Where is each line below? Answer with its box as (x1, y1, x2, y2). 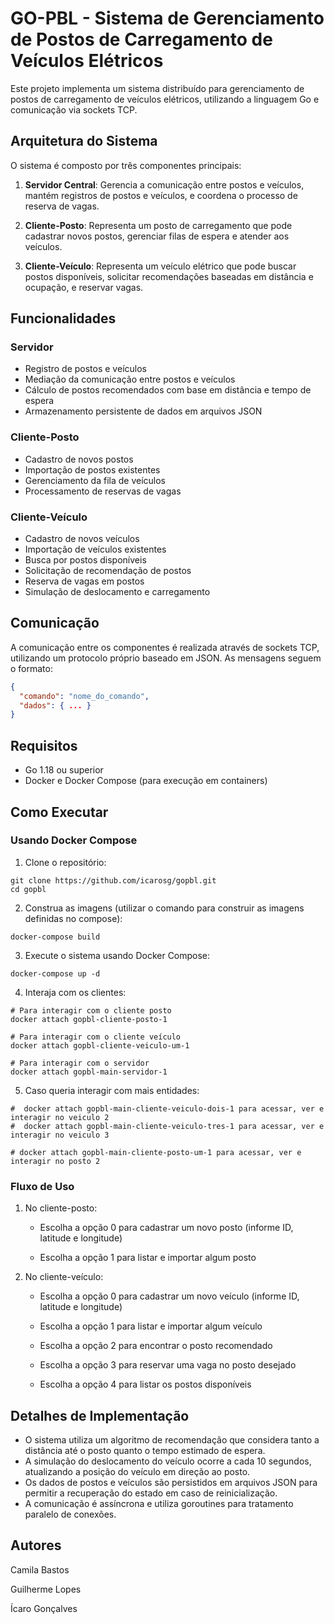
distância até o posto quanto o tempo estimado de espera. (24, 1444, 266, 1456)
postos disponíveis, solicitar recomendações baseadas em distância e (24, 270, 314, 282)
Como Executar (10, 803, 109, 821)
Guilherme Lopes (10, 1583, 82, 1595)
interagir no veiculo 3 (10, 1130, 110, 1140)
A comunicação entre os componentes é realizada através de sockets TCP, (10, 641, 320, 653)
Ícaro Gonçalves (10, 1602, 78, 1614)
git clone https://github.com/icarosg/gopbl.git (10, 875, 217, 886)
